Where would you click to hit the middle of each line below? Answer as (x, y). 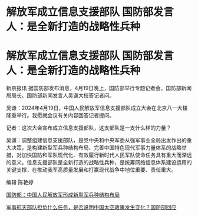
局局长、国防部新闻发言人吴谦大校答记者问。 (60, 95)
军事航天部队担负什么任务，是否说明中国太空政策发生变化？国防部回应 (91, 207)
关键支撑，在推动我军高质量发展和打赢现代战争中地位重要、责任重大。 (91, 170)
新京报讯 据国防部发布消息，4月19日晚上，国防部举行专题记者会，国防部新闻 (99, 88)
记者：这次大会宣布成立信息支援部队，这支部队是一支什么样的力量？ (89, 128)
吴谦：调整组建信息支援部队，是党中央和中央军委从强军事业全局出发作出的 (96, 140)
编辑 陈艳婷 (20, 182)
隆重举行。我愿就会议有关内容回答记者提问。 (60, 115)
